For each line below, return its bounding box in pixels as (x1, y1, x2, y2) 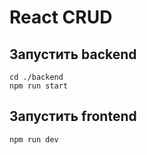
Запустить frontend (9, 108, 137, 125)
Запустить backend (9, 46, 137, 63)
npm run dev (9, 134, 59, 145)
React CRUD (9, 6, 113, 29)
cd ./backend (9, 72, 64, 82)
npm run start (9, 81, 69, 91)
